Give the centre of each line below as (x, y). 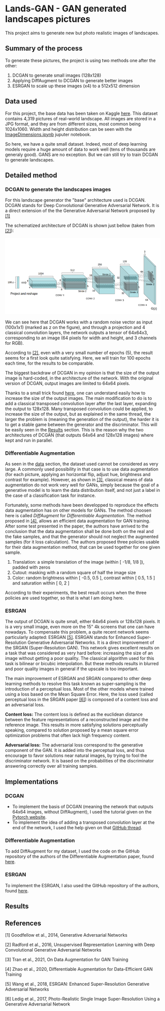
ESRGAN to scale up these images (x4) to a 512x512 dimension (76, 86)
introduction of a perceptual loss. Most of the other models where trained (80, 689)
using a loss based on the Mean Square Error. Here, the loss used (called (79, 694)
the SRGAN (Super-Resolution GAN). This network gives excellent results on (82, 648)
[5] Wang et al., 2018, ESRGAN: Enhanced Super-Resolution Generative (77, 984)
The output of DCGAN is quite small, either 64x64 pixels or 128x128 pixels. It (82, 622)
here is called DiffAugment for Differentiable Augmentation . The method (78, 516)
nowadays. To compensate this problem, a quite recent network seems (77, 632)
